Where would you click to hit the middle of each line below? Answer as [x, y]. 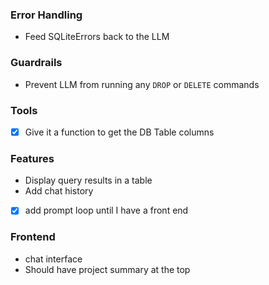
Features [32, 158]
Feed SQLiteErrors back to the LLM [97, 37]
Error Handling [46, 15]
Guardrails [36, 63]
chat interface [53, 259]
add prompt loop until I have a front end [106, 210]
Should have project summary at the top [107, 269]
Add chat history [59, 191]
